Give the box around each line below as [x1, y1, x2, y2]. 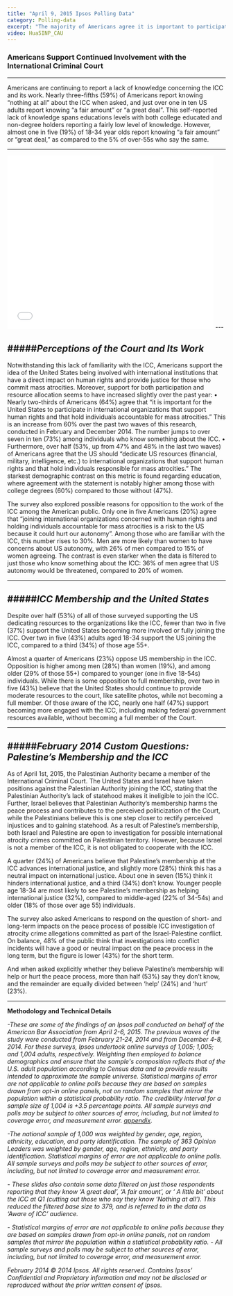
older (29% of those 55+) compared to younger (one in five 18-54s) [7, 670, 201, 678]
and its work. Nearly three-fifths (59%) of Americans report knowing [7, 91, 203, 99]
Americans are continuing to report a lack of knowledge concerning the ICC [7, 83, 224, 92]
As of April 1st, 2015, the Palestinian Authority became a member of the [7, 769, 211, 778]
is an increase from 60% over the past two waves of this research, [7, 420, 198, 429]
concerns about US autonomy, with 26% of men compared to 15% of [7, 545, 205, 553]
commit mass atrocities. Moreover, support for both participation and [7, 383, 205, 392]
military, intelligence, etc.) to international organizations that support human [7, 457, 223, 465]
